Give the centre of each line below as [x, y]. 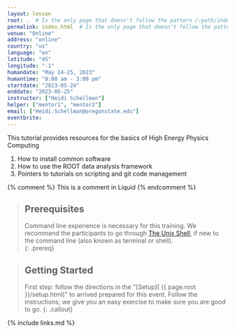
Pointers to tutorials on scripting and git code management [102, 173]
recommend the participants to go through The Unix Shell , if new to [121, 233]
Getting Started [59, 270]
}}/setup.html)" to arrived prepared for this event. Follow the [111, 295]
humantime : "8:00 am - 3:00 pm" [54, 79]
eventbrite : [24, 118]
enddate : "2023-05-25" [40, 92]
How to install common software [64, 159]
